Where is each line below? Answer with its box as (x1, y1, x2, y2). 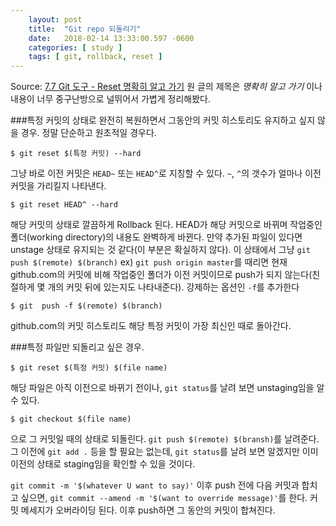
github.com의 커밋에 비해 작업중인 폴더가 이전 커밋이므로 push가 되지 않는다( (10, 269, 313, 281)
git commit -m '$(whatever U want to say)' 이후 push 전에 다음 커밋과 (10, 479, 300, 491)
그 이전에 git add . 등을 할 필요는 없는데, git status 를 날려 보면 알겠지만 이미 (10, 446, 319, 458)
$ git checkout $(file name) (10, 414, 132, 425)
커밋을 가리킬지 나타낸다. (10, 180, 107, 192)
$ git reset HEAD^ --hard (10, 200, 118, 210)
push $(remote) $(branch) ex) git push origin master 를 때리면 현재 (10, 256, 288, 268)
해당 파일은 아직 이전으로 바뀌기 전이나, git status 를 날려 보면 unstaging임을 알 (10, 382, 325, 394)
